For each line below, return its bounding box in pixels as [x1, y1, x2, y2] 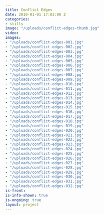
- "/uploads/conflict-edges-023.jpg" [5, 142, 84, 147]
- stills [5, 21, 23, 26]
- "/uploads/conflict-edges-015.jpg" [5, 105, 84, 110]
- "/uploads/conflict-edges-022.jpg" [5, 137, 84, 142]
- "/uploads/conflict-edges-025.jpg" [5, 151, 84, 156]
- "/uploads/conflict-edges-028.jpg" [5, 165, 84, 170]
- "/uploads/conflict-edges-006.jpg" [5, 63, 84, 68]
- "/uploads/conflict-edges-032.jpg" [5, 184, 84, 189]
